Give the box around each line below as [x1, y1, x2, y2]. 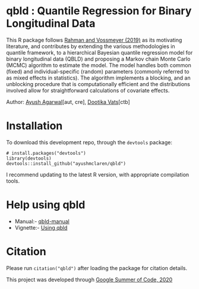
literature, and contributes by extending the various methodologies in [6, 43, 175, 50]
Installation [6, 119, 63, 133]
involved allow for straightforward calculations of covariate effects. [6, 87, 170, 94]
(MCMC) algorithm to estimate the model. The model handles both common [6, 61, 192, 69]
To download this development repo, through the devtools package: [6, 138, 172, 146]
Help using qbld [6, 198, 86, 212]
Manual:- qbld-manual [14, 218, 70, 225]
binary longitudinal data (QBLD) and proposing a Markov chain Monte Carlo [6, 55, 191, 62]
